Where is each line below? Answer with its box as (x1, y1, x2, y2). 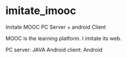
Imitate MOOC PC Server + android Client (5, 23, 106, 30)
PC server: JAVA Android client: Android (5, 46, 103, 53)
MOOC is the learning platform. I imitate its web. (5, 35, 122, 42)
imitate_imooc (5, 4, 76, 18)
